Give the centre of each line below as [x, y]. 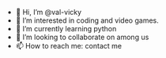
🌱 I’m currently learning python [66, 29]
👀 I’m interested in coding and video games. [87, 20]
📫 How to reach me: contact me [69, 46]
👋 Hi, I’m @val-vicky [48, 12]
